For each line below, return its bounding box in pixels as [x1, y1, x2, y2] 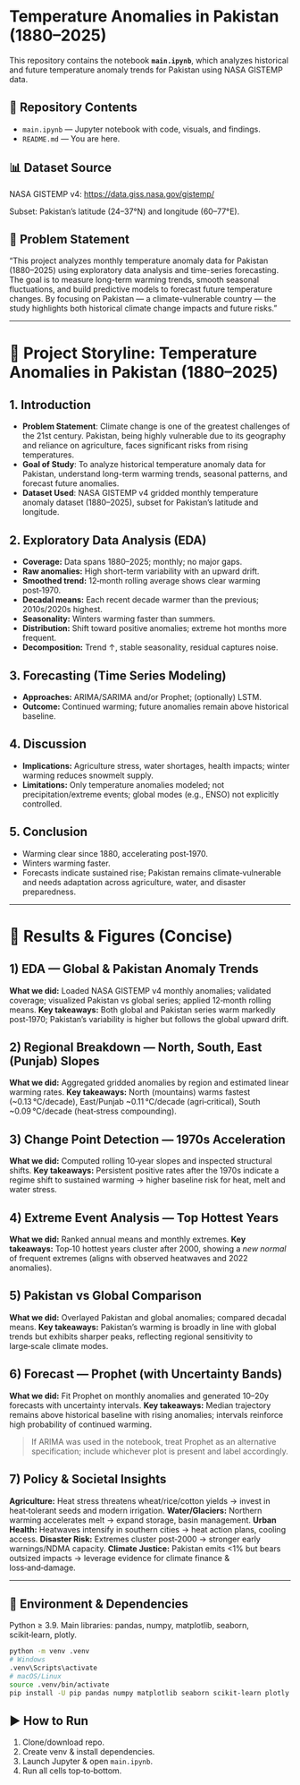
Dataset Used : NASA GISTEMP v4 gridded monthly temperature [21, 488, 259, 499]
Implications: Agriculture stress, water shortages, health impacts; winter [21, 760, 290, 771]
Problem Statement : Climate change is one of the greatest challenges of [21, 421, 290, 431]
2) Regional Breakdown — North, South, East [9, 1040, 262, 1055]
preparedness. [21, 886, 77, 897]
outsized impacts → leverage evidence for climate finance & [9, 1552, 230, 1563]
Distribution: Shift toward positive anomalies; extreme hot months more [21, 623, 287, 634]
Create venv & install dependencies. [21, 1747, 155, 1757]
